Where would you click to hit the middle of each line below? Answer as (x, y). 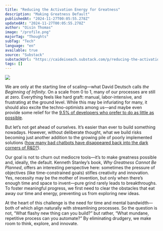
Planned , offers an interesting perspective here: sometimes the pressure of (80, 168)
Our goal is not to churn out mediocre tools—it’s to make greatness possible (81, 157)
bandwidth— (140, 203)
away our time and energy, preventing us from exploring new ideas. (73, 194)
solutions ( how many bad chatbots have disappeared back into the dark (77, 143)
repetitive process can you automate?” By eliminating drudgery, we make (78, 218)
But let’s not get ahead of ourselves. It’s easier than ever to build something (80, 127)
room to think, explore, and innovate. (42, 224)
